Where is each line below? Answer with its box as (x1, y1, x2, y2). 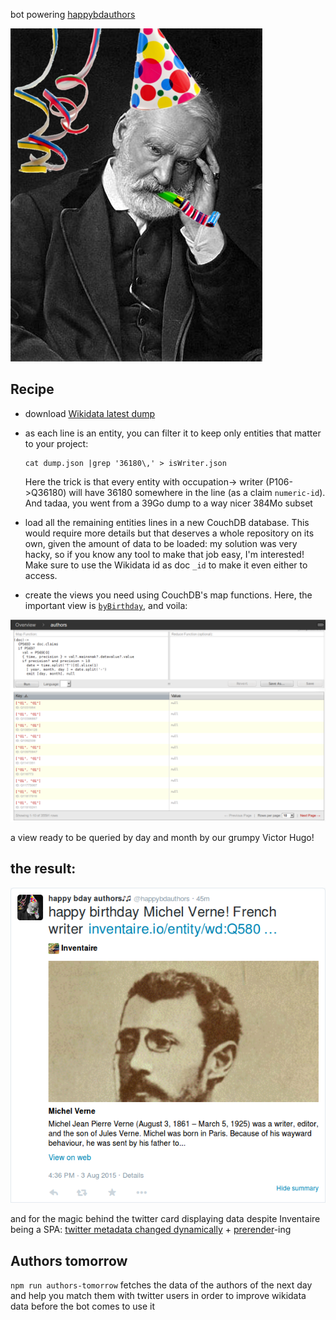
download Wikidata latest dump (24, 407, 156, 419)
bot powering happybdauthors (10, 9, 136, 20)
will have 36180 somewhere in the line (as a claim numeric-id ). (68, 486, 326, 498)
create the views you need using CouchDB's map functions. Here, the (24, 589, 313, 601)
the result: (10, 860, 77, 878)
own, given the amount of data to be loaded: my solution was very (24, 537, 298, 549)
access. (24, 569, 58, 581)
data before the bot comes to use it (10, 1300, 156, 1313)
